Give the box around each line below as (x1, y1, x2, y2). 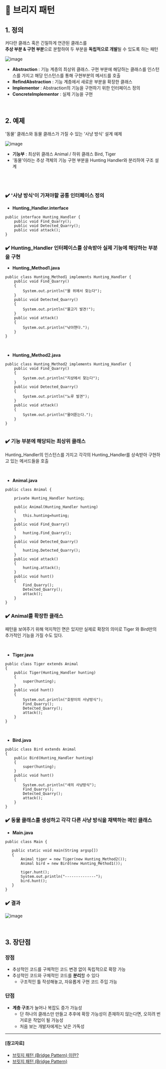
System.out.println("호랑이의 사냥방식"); (23, 697, 103, 702)
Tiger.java (12, 652, 34, 658)
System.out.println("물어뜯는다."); (23, 413, 93, 418)
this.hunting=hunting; (23, 513, 70, 518)
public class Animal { (5, 487, 52, 492)
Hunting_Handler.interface (12, 205, 69, 211)
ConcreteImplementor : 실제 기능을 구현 (12, 91, 93, 97)
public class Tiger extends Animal (5, 661, 79, 666)
